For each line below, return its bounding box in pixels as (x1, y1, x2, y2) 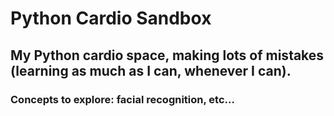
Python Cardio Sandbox (10, 7, 212, 30)
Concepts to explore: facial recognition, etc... (10, 92, 235, 106)
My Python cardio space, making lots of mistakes (10, 47, 325, 64)
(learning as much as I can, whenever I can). (10, 62, 292, 79)
